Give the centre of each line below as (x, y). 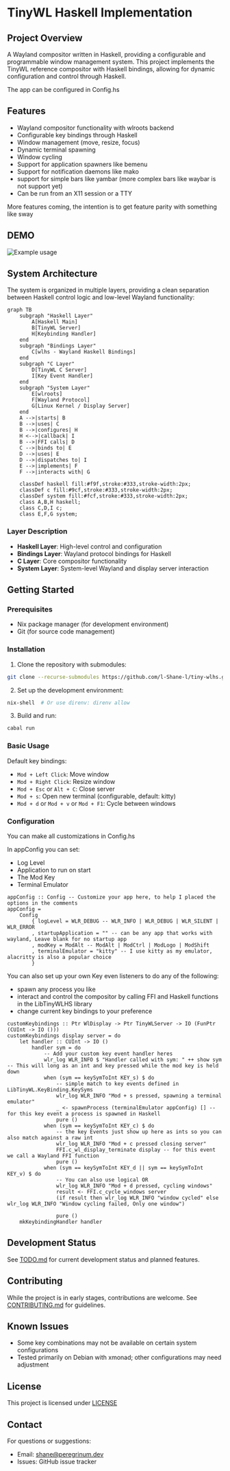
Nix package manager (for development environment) (93, 624)
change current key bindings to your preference (85, 1011)
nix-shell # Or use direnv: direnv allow (68, 703)
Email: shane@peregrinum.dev (60, 1454)
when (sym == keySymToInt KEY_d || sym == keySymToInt (124, 1168)
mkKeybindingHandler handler (61, 1222)
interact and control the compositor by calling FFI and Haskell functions (118, 996)
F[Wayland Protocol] (61, 400)
